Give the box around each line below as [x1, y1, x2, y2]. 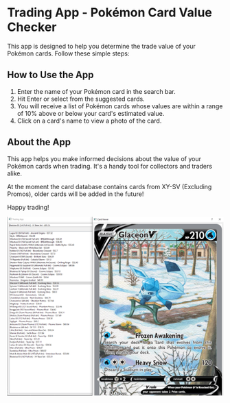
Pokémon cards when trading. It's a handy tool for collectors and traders [7, 162, 213, 170]
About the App [7, 136, 71, 148]
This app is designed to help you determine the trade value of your [7, 42, 196, 50]
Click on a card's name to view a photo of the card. [16, 117, 162, 125]
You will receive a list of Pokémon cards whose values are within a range [16, 101, 223, 110]
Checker [7, 19, 57, 35]
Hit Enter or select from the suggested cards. [16, 95, 146, 103]
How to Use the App [7, 69, 94, 81]
